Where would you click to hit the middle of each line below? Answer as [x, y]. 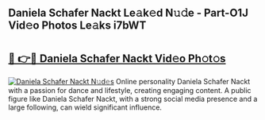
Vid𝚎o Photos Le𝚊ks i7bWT [77, 26]
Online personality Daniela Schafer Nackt [183, 81]
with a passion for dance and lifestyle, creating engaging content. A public [130, 90]
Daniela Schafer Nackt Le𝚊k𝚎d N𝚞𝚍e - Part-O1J [128, 13]
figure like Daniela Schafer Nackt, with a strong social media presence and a [133, 99]
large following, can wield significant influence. [85, 107]
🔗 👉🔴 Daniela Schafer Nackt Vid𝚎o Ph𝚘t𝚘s [117, 58]
